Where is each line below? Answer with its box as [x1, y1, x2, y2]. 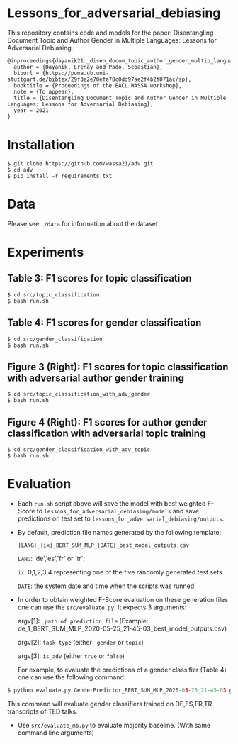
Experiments [7, 245, 84, 260]
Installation [7, 137, 75, 153]
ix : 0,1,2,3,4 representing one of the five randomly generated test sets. [17, 568, 225, 577]
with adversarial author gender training [7, 372, 184, 384]
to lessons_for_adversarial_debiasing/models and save [36, 507, 200, 516]
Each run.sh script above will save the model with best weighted [17, 499, 206, 508]
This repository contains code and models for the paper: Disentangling [7, 28, 214, 37]
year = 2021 [13, 106, 50, 114]
